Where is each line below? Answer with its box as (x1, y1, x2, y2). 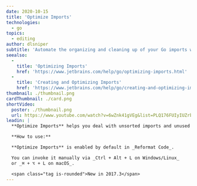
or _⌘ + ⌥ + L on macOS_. (11, 160, 75, 166)
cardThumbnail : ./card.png (6, 96, 72, 102)
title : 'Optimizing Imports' (16, 63, 88, 69)
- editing (11, 36, 35, 42)
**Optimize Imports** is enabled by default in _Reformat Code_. (11, 144, 175, 150)
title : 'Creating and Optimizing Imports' (16, 80, 122, 86)
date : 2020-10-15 (6, 8, 49, 15)
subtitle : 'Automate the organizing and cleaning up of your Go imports (6, 47, 188, 53)
